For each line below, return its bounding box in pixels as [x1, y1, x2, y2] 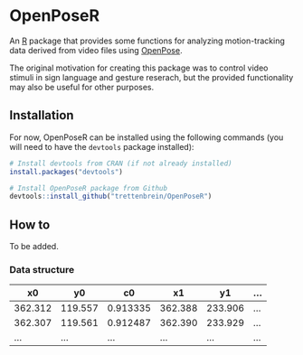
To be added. [9, 241, 59, 252]
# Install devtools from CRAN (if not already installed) [9, 159, 232, 168]
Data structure [9, 263, 75, 276]
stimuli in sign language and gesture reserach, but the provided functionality [9, 71, 294, 82]
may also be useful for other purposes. [9, 81, 155, 92]
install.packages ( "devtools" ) [9, 167, 124, 176]
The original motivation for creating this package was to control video [9, 62, 269, 73]
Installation [9, 107, 74, 123]
